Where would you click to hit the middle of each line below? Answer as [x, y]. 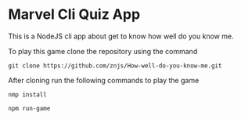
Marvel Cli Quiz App [74, 15]
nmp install [27, 95]
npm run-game [29, 108]
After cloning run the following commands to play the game [104, 80]
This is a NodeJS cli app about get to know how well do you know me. [121, 36]
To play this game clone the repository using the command [103, 51]
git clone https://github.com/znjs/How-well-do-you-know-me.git [115, 65]
